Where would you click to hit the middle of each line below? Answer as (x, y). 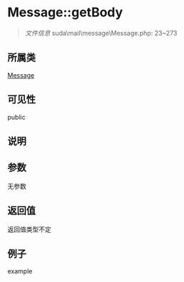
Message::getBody (65, 12)
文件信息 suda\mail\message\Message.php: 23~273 (101, 33)
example (20, 271)
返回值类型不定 (29, 229)
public (17, 117)
